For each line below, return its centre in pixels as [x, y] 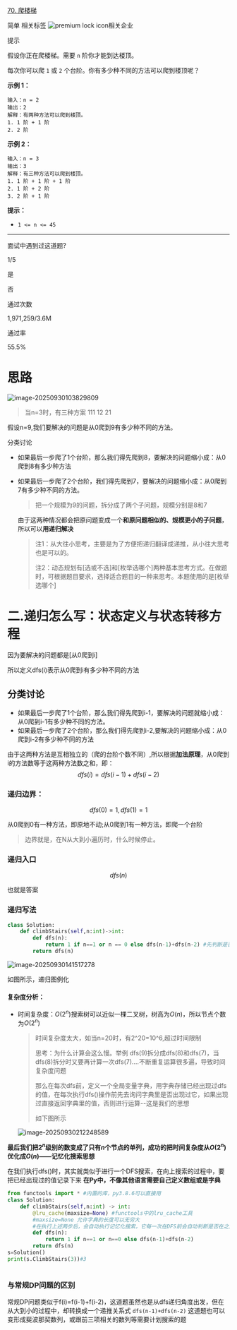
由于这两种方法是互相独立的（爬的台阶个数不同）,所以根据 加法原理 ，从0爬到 [118, 754]
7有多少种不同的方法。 [50, 490]
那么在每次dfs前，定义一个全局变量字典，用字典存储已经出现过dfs [131, 1086]
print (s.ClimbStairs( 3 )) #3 [47, 1259]
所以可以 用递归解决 [45, 529]
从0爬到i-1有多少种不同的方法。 [63, 721]
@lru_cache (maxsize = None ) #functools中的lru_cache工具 [113, 1213]
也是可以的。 [54, 552]
